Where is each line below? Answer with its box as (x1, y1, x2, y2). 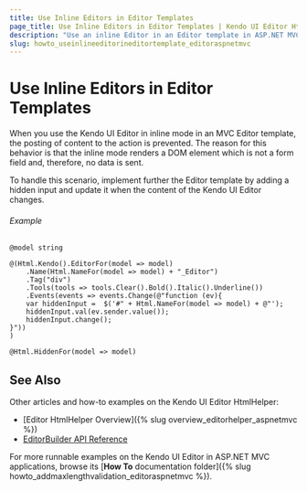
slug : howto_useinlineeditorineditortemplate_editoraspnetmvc (9, 38, 251, 48)
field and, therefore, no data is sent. (9, 157, 144, 168)
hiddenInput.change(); (26, 315, 112, 325)
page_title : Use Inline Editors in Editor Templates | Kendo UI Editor (9, 22, 288, 31)
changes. (9, 194, 45, 206)
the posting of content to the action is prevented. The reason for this (9, 138, 267, 149)
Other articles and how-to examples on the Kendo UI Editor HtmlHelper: (9, 397, 280, 408)
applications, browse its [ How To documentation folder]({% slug (9, 461, 251, 472)
